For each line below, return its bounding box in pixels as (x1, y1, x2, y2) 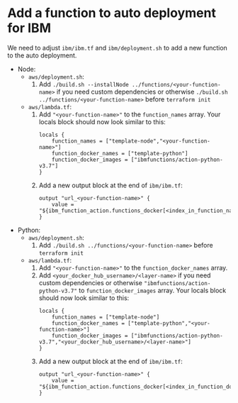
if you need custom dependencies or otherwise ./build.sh (56, 87, 228, 96)
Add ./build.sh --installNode (38, 79, 129, 88)
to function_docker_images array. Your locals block (79, 286, 227, 294)
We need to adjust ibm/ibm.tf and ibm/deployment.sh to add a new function (7, 43, 228, 52)
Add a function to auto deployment (7, 5, 216, 21)
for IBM (7, 20, 52, 36)
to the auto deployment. (7, 51, 77, 60)
